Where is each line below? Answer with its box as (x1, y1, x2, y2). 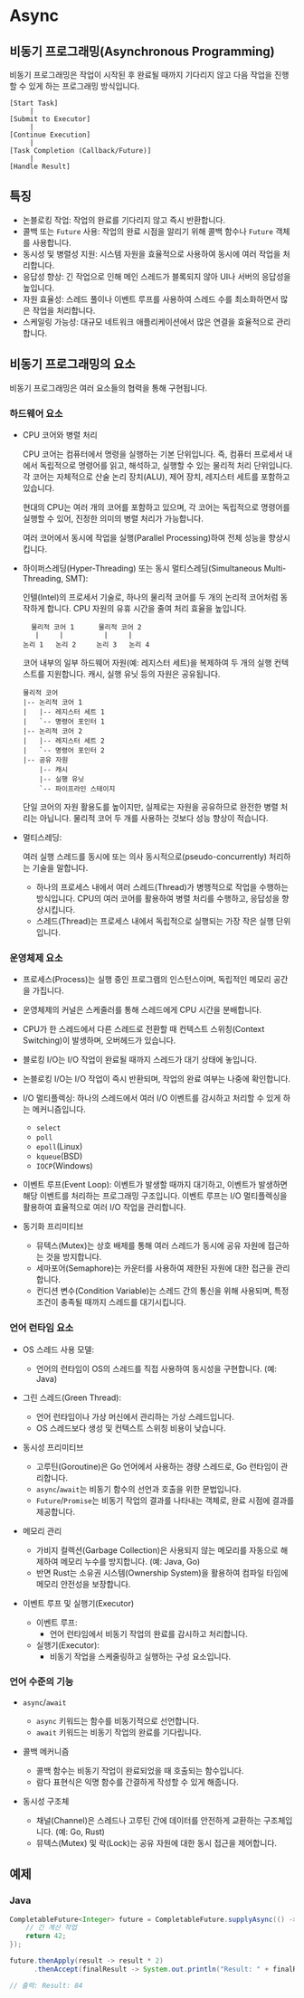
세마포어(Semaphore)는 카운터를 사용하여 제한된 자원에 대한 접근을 (35, 1263, 274, 1274)
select (35, 1123, 62, 1133)
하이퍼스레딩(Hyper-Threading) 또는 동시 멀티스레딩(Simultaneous (22, 563, 262, 573)
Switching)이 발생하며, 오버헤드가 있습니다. (22, 1035, 176, 1046)
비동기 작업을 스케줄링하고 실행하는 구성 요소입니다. (49, 1651, 232, 1662)
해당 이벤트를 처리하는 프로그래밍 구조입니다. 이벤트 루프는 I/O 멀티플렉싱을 (22, 1190, 288, 1201)
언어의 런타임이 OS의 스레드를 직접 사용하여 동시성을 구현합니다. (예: (35, 1363, 278, 1374)
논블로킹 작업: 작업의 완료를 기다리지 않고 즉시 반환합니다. (22, 214, 226, 225)
